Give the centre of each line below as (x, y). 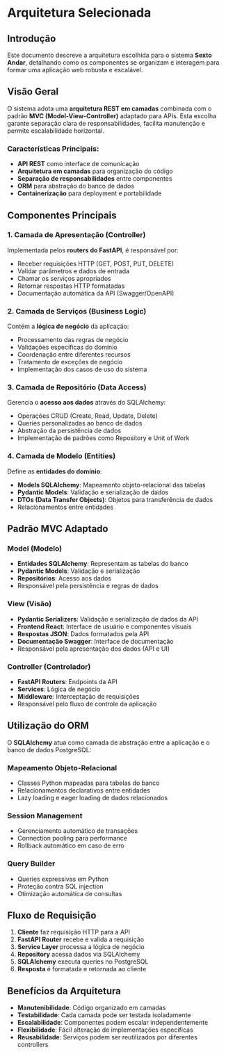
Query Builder (31, 864)
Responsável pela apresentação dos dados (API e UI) (94, 649)
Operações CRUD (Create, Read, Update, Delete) (87, 416)
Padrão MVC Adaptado (58, 529)
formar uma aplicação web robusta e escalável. (75, 70)
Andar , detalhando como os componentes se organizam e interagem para (113, 63)
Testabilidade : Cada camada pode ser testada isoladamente (104, 1015)
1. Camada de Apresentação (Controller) (76, 235)
